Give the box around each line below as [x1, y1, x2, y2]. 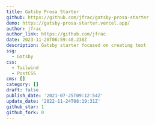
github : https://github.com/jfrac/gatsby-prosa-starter [6, 14, 149, 20]
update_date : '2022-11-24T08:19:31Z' [6, 98, 101, 104]
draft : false [6, 87, 39, 93]
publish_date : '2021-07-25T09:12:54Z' [6, 93, 103, 99]
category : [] [6, 82, 39, 88]
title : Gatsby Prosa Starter [6, 8, 79, 15]
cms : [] [6, 76, 26, 82]
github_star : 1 [6, 103, 44, 110]
